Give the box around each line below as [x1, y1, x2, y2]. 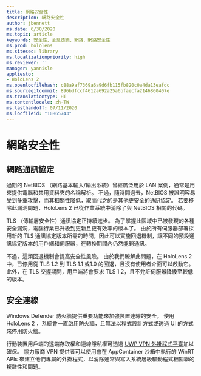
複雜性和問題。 [6, 363, 44, 371]
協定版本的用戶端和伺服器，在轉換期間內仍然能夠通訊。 [11, 240, 150, 247]
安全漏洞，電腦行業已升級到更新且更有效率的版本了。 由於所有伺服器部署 [6, 225, 189, 232]
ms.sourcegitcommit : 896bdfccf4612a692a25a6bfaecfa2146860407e [6, 88, 170, 94]
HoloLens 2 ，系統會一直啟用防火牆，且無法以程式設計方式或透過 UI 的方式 [6, 320, 194, 327]
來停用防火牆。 [6, 327, 44, 335]
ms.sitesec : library [6, 49, 59, 55]
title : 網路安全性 [6, 8, 49, 15]
